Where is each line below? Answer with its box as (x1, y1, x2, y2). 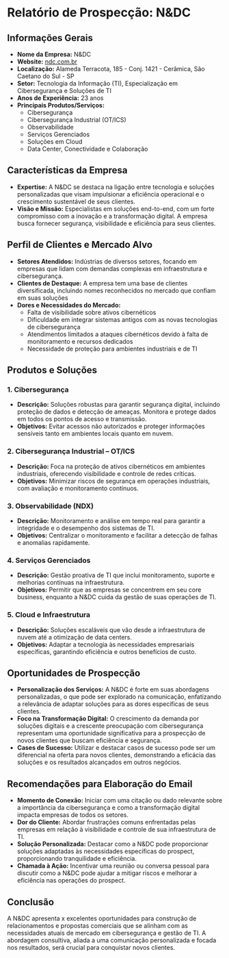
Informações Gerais (7, 32, 94, 44)
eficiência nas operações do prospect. (16, 877, 126, 885)
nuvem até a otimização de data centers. (16, 633, 132, 641)
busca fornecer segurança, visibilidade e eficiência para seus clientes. (16, 219, 216, 227)
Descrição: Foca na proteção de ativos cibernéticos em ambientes (16, 462, 206, 470)
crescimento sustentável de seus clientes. (16, 197, 135, 205)
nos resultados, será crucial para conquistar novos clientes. (7, 943, 176, 951)
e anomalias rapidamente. (16, 538, 90, 546)
